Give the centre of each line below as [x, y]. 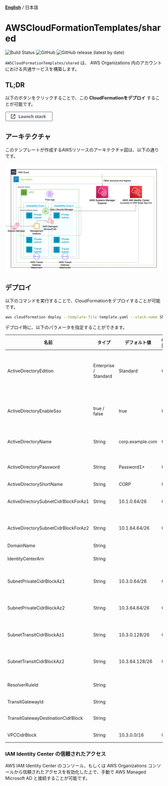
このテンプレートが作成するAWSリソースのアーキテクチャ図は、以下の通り [82, 150]
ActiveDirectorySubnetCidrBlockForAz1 [48, 501]
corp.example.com [138, 441]
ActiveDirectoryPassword [33, 467]
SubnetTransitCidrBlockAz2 [36, 661]
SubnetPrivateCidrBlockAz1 [36, 581]
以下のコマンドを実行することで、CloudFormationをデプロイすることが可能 [83, 301]
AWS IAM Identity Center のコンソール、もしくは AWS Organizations [76, 766]
